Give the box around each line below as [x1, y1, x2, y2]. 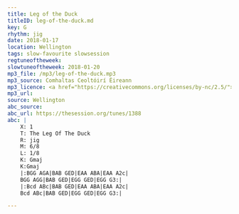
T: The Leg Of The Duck [20, 130, 91, 137]
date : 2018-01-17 [7, 37, 59, 44]
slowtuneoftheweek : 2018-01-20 [7, 63, 100, 71]
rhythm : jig [7, 30, 43, 38]
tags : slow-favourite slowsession [7, 51, 110, 58]
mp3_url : [7, 90, 33, 97]
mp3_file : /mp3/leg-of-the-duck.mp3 [7, 70, 116, 77]
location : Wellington [7, 44, 72, 51]
